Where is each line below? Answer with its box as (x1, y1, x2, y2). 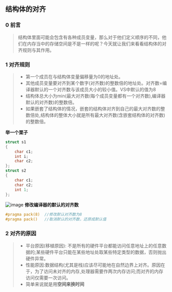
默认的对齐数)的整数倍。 (25, 99, 77, 105)
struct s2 (5, 168, 27, 173)
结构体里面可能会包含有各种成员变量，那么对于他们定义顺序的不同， (17, 34, 162, 40)
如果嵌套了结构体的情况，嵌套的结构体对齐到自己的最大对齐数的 (25, 106, 161, 112)
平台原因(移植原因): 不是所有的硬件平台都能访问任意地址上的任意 (25, 242, 162, 248)
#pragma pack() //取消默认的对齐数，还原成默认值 (5, 217, 107, 222)
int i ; (14, 154, 29, 159)
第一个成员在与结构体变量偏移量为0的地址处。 (25, 73, 123, 79)
